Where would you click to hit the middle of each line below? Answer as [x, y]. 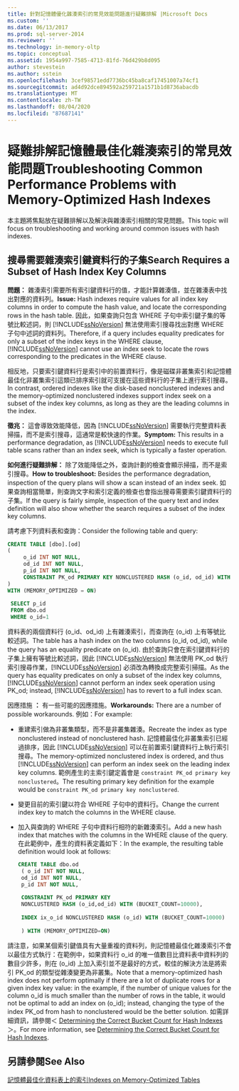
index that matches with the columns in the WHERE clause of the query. [123, 835]
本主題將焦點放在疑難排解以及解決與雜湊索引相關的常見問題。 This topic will [118, 220]
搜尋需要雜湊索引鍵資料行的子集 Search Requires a [118, 260]
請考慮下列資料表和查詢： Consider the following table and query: [102, 531]
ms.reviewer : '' [31, 41]
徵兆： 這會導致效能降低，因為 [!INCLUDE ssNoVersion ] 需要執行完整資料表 [117, 425]
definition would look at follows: [64, 851]
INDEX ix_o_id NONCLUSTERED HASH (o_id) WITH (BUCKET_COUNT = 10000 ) [123, 918]
